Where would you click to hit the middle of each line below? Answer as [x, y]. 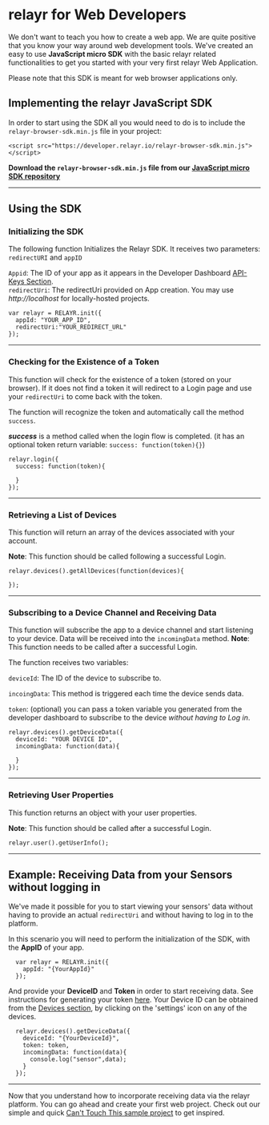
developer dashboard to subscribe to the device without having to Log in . [129, 718]
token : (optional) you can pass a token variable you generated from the [125, 709]
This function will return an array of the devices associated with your [122, 532]
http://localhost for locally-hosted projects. [79, 299]
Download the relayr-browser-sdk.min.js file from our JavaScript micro [129, 167]
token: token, [46, 1046]
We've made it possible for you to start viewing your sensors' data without [131, 906]
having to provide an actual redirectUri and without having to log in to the [131, 915]
